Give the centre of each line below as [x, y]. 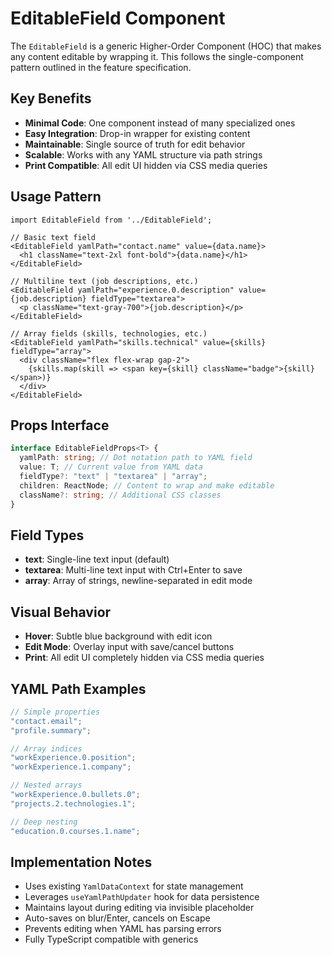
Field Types [47, 535]
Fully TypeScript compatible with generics [111, 939]
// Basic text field [53, 237]
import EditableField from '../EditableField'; [111, 220]
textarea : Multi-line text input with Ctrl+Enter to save [133, 570]
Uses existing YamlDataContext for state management [134, 886]
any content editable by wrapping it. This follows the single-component [157, 56]
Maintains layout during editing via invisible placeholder [139, 908]
